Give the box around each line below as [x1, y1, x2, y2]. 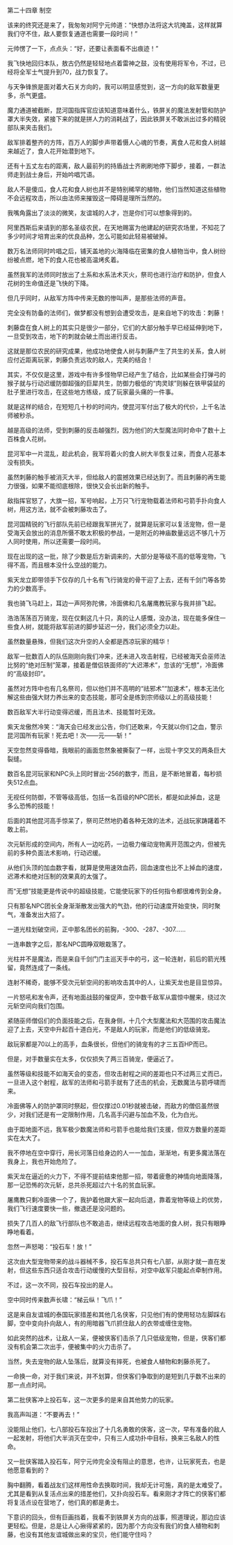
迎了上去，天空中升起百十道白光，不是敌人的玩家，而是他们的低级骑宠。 [7, 1025, 214, 1033]
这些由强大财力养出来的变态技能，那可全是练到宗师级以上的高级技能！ [12, 693, 214, 701]
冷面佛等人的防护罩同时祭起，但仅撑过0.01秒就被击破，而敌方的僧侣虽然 [7, 1102, 214, 1110]
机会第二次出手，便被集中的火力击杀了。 [19, 1343, 135, 1351]
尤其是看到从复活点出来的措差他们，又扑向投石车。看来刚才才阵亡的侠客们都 [7, 1489, 226, 1498]
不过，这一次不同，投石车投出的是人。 [7, 1281, 116, 1289]
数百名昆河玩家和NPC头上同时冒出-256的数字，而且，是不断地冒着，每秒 [7, 769, 216, 778]
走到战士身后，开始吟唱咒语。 [12, 170, 98, 179]
